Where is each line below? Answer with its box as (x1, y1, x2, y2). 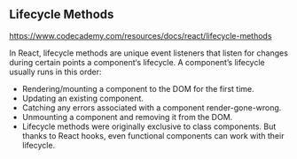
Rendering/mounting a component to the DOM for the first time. (21, 83, 254, 94)
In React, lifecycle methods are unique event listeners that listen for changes (9, 48, 288, 58)
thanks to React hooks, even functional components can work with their (21, 130, 285, 140)
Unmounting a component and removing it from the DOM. (21, 111, 233, 122)
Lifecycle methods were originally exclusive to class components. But (21, 121, 277, 132)
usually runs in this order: (9, 66, 102, 77)
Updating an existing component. (21, 93, 145, 103)
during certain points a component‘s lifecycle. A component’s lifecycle (9, 57, 266, 67)
